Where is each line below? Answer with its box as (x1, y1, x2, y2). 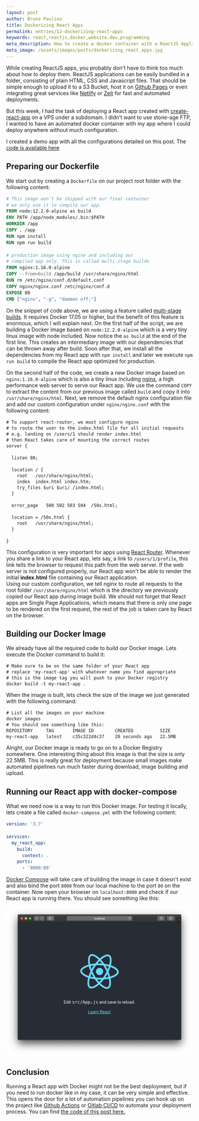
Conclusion (6, 1067, 50, 1077)
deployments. (6, 96, 40, 103)
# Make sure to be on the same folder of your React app (6, 663, 150, 669)
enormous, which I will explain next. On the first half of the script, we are (6, 319, 184, 326)
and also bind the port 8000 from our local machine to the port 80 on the (6, 882, 181, 889)
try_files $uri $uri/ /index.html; (17, 485, 105, 491)
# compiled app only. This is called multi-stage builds (6, 259, 150, 265)
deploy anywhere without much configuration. (6, 126, 119, 133)
